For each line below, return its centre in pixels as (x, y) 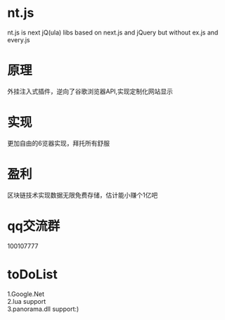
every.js (19, 39)
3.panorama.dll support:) (43, 309)
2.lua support (27, 301)
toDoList (32, 274)
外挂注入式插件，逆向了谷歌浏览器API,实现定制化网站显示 (90, 91)
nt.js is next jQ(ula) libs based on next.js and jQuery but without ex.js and (113, 32)
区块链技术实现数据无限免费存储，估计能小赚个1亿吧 (83, 195)
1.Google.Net (26, 294)
